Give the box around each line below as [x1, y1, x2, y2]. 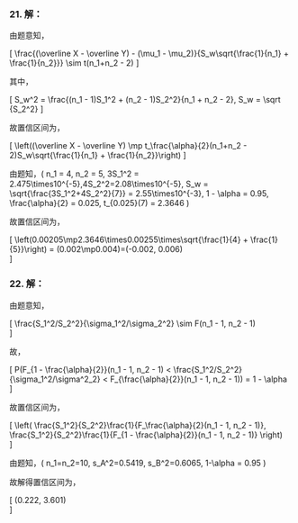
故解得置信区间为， [9, 476, 81, 487]
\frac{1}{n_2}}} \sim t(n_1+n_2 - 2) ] [9, 58, 140, 68]
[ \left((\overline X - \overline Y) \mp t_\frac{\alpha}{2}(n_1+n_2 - [9, 140, 248, 151]
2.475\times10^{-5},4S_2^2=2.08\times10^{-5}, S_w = [9, 178, 209, 190]
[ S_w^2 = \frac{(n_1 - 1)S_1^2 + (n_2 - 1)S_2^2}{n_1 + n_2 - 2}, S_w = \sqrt [9, 95, 281, 105]
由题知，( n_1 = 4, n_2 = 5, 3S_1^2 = [9, 168, 140, 179]
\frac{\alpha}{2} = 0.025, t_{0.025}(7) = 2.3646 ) [9, 198, 190, 209]
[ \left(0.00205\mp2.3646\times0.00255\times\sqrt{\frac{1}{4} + [9, 234, 249, 245]
